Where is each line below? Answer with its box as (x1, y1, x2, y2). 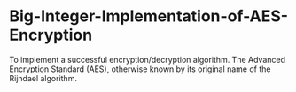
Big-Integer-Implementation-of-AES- (9, 6, 289, 27)
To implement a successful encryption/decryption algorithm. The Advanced (9, 54, 286, 65)
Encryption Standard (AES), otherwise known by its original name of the (9, 64, 272, 74)
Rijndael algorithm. (9, 73, 78, 83)
